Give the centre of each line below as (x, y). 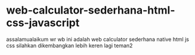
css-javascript (43, 23)
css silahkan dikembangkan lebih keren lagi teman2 (69, 46)
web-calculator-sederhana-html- (91, 10)
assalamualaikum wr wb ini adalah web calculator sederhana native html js (98, 39)
